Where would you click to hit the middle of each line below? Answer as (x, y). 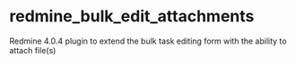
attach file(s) (33, 50)
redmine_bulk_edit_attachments (132, 16)
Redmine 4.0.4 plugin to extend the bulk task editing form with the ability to (148, 41)
